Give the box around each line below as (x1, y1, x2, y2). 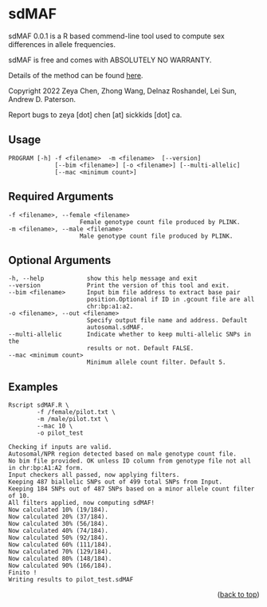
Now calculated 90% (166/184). (8, 562, 112, 570)
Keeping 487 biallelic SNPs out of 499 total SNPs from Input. (8, 478, 223, 487)
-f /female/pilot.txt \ (37, 408, 116, 416)
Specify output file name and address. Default (86, 317, 248, 325)
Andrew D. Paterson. (8, 94, 77, 104)
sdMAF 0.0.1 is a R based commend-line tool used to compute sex (8, 31, 225, 41)
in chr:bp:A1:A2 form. (8, 464, 84, 472)
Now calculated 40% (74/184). (8, 527, 109, 535)
